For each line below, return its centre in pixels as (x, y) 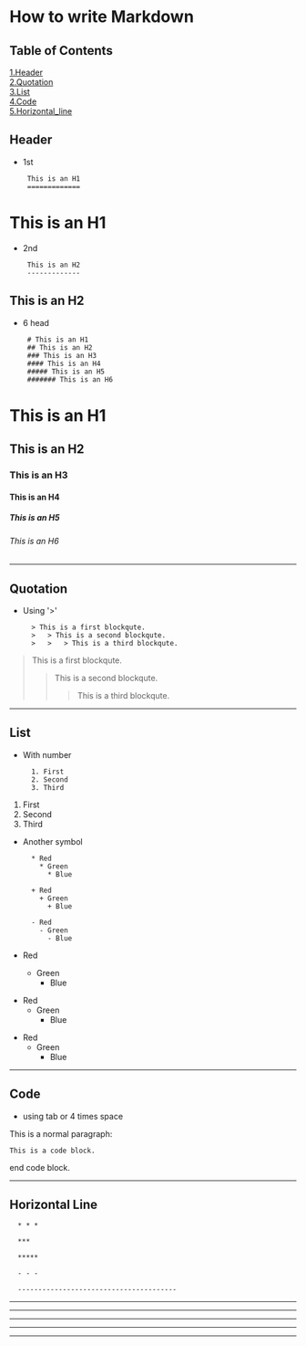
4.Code (23, 101)
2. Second (50, 779)
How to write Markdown (102, 17)
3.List (20, 92)
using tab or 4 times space (73, 1116)
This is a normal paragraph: (61, 1133)
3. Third (48, 787)
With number (47, 754)
